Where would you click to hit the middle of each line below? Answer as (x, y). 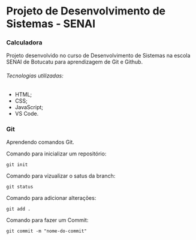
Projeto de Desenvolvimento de (86, 11)
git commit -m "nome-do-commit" (46, 231)
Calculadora (25, 43)
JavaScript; (29, 107)
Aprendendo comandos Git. (40, 142)
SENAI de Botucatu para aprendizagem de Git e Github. (74, 62)
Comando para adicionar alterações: (51, 198)
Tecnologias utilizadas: (35, 76)
